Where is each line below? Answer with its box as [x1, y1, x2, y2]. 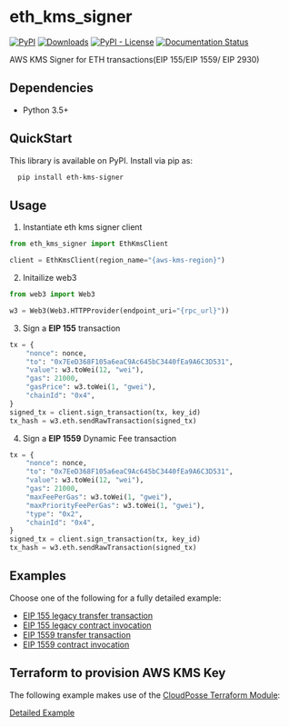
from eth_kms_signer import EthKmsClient [9, 239, 169, 249]
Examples [9, 568, 66, 583]
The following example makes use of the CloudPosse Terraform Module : [9, 689, 281, 701]
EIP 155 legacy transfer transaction [22, 610, 154, 621]
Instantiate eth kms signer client [22, 222, 143, 233]
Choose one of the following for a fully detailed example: [9, 593, 222, 603]
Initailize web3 [22, 273, 77, 283]
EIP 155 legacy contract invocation [22, 620, 152, 631]
